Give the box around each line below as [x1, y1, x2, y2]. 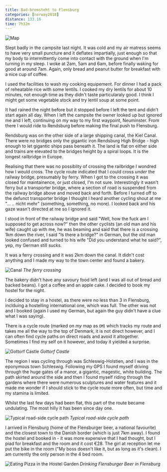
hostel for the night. [5, 288, 46, 294]
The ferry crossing [23, 267, 61, 273]
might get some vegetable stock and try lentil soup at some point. [5, 97, 140, 103]
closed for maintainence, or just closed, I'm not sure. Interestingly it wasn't [5, 179, 159, 185]
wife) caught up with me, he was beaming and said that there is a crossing [5, 226, 158, 232]
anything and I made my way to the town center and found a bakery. [5, 258, 146, 264]
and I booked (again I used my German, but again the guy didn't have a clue [5, 308, 161, 314]
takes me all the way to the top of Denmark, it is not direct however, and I [5, 328, 156, 334]
